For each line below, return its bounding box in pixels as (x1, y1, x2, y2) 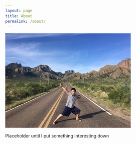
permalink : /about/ (5, 19, 46, 24)
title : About (5, 13, 33, 19)
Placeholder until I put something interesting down (5, 133, 109, 139)
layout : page (5, 8, 33, 13)
